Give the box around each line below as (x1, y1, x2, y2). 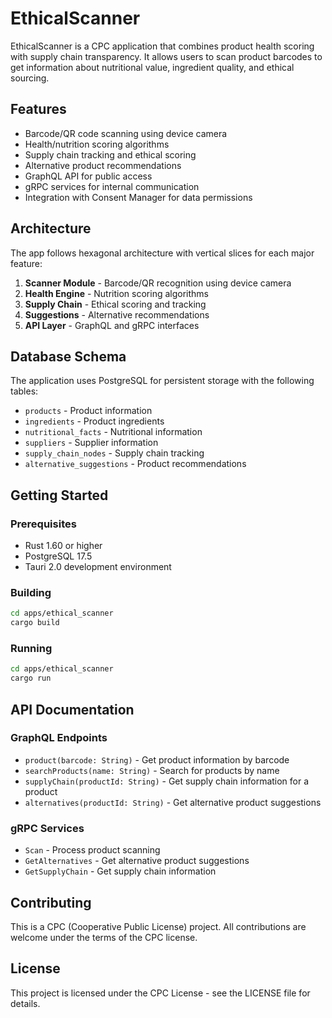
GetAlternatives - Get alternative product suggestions (24, 855, 250, 867)
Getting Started (10, 487, 109, 504)
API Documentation (10, 701, 135, 718)
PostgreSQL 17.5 (24, 550, 93, 562)
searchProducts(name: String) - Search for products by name (24, 764, 280, 776)
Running (10, 642, 53, 656)
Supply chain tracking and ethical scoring (24, 148, 197, 161)
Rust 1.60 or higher (24, 540, 103, 552)
